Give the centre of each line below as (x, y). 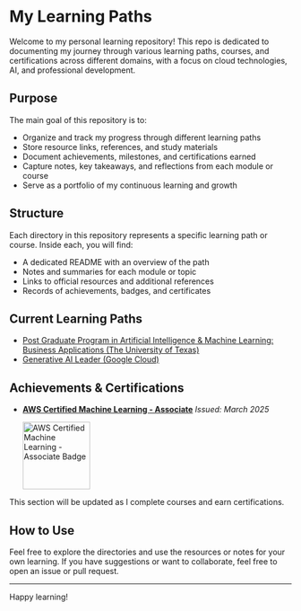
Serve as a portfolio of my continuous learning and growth (129, 185)
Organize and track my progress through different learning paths (142, 137)
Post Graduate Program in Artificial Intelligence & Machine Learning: (148, 341)
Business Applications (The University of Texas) (111, 350)
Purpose (34, 98)
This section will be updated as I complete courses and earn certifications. (147, 502)
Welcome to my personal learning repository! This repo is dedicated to (139, 41)
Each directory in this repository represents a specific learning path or (138, 235)
